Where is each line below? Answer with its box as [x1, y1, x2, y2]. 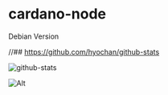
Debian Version [8, 31, 59, 41]
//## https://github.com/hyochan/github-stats [8, 47, 160, 56]
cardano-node [8, 5, 107, 23]
